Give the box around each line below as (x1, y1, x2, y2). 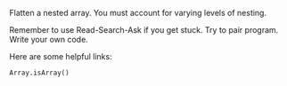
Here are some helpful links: (9, 51, 113, 61)
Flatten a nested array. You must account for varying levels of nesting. (9, 8, 267, 18)
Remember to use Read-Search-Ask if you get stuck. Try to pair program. (9, 25, 279, 35)
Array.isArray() (9, 68, 70, 77)
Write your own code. (9, 35, 89, 44)
